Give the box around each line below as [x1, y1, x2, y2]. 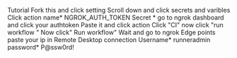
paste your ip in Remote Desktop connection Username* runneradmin [7, 36, 211, 44]
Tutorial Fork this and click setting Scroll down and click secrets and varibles [7, 6, 231, 14]
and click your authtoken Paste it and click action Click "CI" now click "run [7, 21, 224, 29]
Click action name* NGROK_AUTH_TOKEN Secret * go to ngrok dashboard [7, 13, 224, 22]
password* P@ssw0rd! [7, 43, 74, 51]
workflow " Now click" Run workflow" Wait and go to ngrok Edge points [7, 28, 216, 36]
